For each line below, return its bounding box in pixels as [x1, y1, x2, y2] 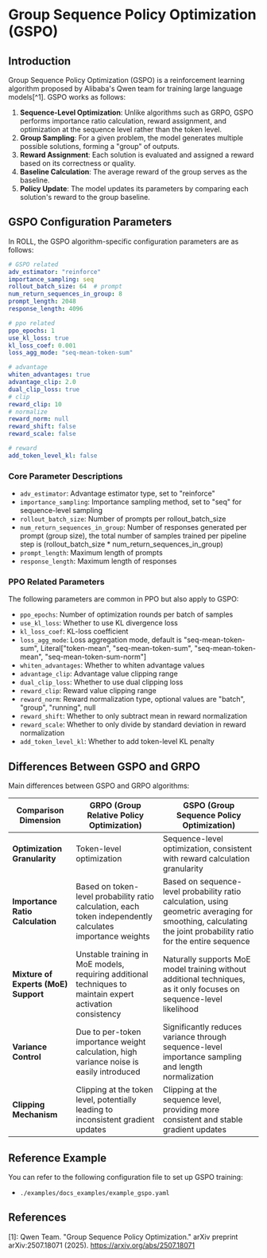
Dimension [19, 815, 61, 826]
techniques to [75, 978, 127, 990]
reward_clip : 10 [8, 400, 62, 408]
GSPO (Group [182, 800, 235, 811]
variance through [162, 1032, 227, 1043]
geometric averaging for [162, 906, 253, 917]
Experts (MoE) [12, 978, 68, 990]
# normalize [8, 408, 48, 416]
